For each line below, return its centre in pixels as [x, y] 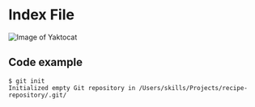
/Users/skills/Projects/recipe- [193, 88]
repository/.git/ [38, 95]
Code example [46, 62]
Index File [42, 15]
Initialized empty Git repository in [72, 88]
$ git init [27, 81]
